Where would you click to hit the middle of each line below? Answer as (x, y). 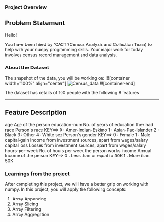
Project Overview (26, 7)
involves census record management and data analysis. (61, 55)
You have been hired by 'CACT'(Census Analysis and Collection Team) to (79, 44)
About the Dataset (27, 67)
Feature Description (36, 113)
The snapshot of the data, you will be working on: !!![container (68, 78)
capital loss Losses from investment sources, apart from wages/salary (76, 145)
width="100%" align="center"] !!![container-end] (70, 83)
